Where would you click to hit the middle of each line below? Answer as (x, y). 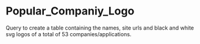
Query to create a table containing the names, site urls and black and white (100, 28)
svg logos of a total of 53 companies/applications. (69, 34)
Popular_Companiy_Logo (70, 11)
